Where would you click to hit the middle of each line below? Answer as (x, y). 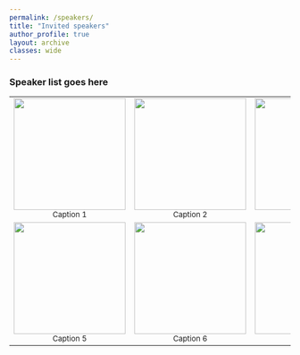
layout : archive (39, 42)
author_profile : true (50, 34)
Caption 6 (190, 339)
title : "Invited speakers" (59, 26)
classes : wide (36, 51)
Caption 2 (190, 215)
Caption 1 (70, 215)
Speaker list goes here (59, 82)
